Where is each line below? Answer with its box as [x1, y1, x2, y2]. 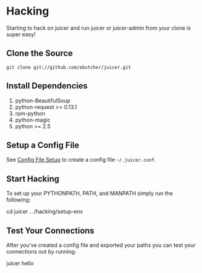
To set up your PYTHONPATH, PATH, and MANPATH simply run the [6, 189, 174, 197]
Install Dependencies [6, 81, 88, 91]
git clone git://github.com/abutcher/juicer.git [6, 64, 131, 70]
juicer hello [6, 260, 34, 267]
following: [6, 196, 31, 203]
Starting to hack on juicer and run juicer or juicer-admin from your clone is [6, 24, 191, 31]
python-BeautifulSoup [15, 97, 71, 104]
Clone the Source [6, 48, 73, 59]
